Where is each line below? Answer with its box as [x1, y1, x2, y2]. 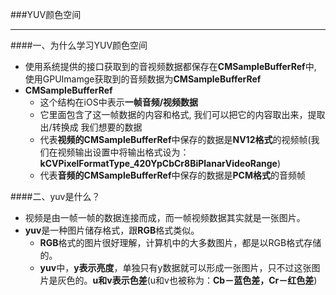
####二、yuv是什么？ [10, 191, 101, 202]
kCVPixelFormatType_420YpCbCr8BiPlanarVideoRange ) [39, 158, 282, 169]
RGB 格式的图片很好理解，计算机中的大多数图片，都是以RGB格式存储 [39, 237, 322, 248]
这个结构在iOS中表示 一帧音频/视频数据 [39, 96, 199, 108]
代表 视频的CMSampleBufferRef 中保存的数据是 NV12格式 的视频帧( [39, 134, 312, 145]
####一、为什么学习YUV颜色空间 [10, 39, 148, 51]
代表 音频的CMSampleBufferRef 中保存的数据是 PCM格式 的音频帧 [39, 169, 306, 181]
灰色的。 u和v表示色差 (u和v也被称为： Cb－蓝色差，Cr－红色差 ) [57, 274, 318, 286]
